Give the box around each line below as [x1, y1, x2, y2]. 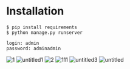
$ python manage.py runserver [6, 29, 83, 36]
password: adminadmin [6, 45, 61, 51]
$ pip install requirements [6, 24, 78, 30]
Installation [6, 4, 64, 18]
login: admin [6, 40, 39, 46]
